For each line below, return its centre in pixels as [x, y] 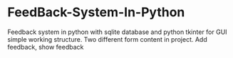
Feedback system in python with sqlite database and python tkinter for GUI [117, 32]
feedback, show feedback [46, 47]
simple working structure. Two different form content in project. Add [108, 39]
